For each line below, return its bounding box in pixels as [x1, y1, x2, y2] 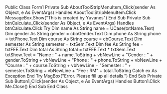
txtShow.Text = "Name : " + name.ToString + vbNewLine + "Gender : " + [5, 52, 153, 58]
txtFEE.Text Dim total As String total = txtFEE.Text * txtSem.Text [5, 47, 136, 52]
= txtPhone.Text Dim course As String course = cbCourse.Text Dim [5, 36, 143, 42]
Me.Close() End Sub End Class [5, 84, 68, 89]
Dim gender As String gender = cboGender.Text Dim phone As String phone [5, 31, 161, 36]
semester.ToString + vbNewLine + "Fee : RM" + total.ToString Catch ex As [5, 68, 157, 74]
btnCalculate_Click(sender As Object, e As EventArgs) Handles [5, 20, 134, 26]
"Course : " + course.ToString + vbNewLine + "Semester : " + [5, 62, 131, 68]
